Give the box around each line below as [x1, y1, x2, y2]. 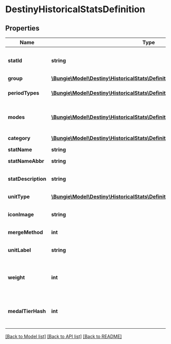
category [8, 135, 31, 141]
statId [8, 57, 22, 64]
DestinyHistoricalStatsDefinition [5, 4, 146, 15]
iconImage [8, 211, 34, 218]
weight [8, 274, 25, 281]
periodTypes [8, 90, 40, 96]
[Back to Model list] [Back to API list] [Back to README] [5, 333, 122, 339]
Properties [5, 24, 40, 33]
